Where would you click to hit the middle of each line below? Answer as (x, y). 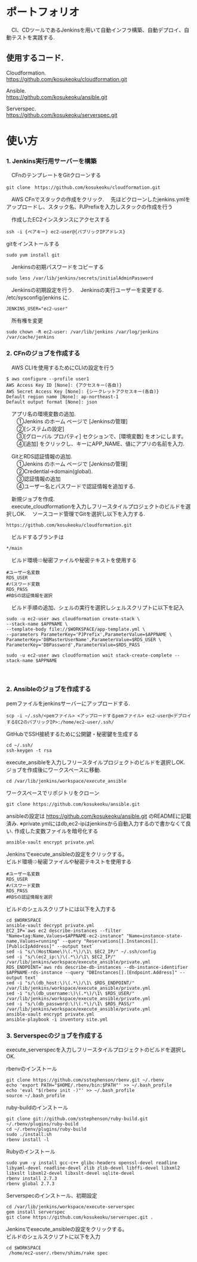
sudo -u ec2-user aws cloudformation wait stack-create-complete (89, 655)
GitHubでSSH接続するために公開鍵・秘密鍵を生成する (73, 734)
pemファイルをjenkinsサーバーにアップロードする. (68, 703)
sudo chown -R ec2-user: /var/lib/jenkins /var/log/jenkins (83, 332)
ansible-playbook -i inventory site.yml (57, 1019)
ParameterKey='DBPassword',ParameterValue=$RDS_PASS (73, 645)
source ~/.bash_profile (36, 1096)
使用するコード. (35, 58)
